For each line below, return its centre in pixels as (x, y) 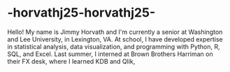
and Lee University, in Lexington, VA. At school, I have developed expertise (115, 39)
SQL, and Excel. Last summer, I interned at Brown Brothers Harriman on (110, 54)
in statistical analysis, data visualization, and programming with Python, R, (114, 46)
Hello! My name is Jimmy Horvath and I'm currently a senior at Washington (115, 32)
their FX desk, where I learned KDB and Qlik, (71, 61)
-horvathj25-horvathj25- (81, 13)
